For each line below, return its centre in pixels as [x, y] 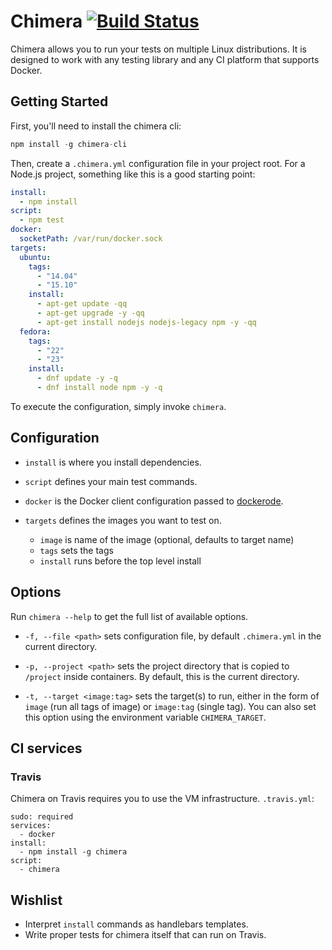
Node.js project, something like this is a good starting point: [133, 174]
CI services [46, 748]
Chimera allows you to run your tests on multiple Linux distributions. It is [158, 49]
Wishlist [36, 900]
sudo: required [42, 817]
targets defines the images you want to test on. [123, 520]
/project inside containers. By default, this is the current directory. [162, 676]
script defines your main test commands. [111, 481]
